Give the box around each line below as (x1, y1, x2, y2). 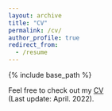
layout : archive (8, 11, 62, 20)
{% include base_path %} (8, 71, 92, 79)
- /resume (15, 48, 48, 56)
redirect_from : (8, 41, 59, 49)
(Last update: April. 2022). (8, 94, 95, 103)
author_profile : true (8, 33, 80, 42)
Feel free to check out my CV (8, 86, 104, 95)
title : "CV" (8, 19, 48, 27)
